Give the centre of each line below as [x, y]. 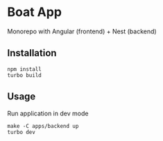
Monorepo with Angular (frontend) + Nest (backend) [82, 31]
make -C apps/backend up [43, 126]
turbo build [24, 75]
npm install [24, 69]
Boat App [35, 12]
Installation [32, 53]
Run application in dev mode [48, 113]
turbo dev [22, 132]
